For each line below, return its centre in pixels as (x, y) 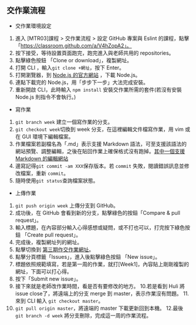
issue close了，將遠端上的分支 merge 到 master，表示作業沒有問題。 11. (102, 293)
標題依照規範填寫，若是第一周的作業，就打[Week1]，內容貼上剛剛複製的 (102, 264)
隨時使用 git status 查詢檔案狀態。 (57, 180)
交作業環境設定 (33, 26)
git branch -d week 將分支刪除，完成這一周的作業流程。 (83, 315)
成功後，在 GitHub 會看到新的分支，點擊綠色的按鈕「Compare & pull (98, 212)
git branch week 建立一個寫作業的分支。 (64, 121)
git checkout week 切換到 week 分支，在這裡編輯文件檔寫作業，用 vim (99, 129)
